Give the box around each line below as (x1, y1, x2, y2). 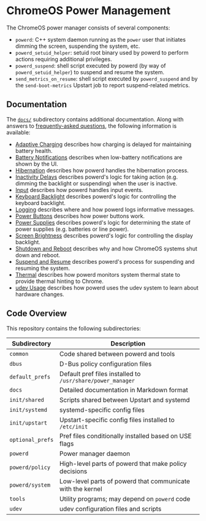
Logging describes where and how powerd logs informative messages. (15, 206, 195, 213)
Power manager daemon (59, 449, 131, 458)
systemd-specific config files (59, 406, 145, 414)
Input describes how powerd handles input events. (15, 186, 143, 193)
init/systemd (9, 406, 48, 413)
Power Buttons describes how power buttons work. (15, 212, 145, 220)
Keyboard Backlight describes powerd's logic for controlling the (15, 193, 177, 200)
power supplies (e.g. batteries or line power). (15, 225, 129, 233)
